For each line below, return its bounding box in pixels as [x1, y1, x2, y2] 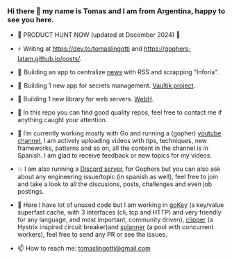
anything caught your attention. [17, 116, 108, 124]
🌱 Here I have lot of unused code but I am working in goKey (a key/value [17, 201, 224, 209]
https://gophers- [143, 44, 192, 53]
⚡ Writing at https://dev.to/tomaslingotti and [17, 44, 142, 53]
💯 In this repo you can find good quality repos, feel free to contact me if [17, 108, 222, 117]
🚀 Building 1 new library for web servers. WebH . [17, 95, 154, 103]
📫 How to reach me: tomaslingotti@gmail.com [17, 244, 151, 253]
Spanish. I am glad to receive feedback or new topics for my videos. [17, 151, 213, 160]
